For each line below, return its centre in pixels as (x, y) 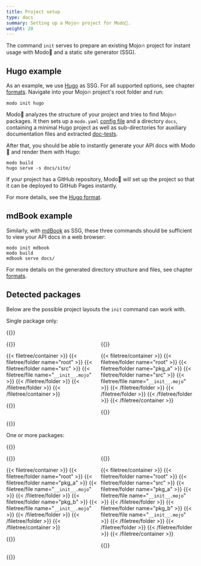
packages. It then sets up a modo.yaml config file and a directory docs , (92, 121)
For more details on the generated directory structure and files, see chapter (100, 269)
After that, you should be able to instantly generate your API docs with (93, 146)
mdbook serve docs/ (31, 258)
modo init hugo (25, 103)
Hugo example (34, 71)
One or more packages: (35, 435)
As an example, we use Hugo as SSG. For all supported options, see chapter (100, 86)
